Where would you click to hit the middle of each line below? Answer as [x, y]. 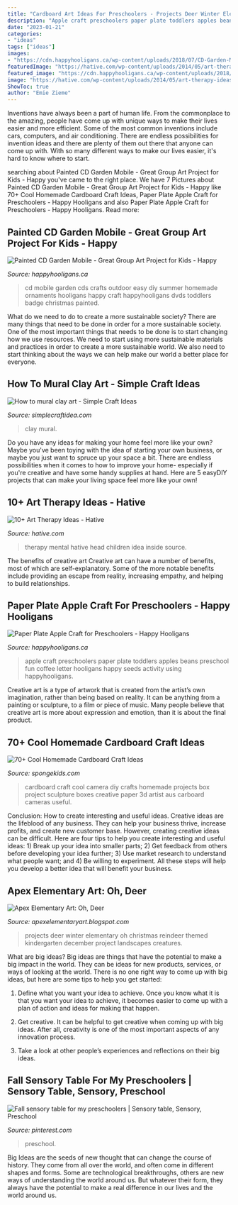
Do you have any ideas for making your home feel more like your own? [110, 442]
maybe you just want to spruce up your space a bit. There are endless [109, 457]
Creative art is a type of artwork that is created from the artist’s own [106, 690]
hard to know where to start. [49, 159]
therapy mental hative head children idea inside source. [106, 547]
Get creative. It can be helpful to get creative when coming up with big [120, 1022]
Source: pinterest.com [40, 1130]
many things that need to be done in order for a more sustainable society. [114, 324]
